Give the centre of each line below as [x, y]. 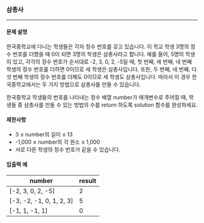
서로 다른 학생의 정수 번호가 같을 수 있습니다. [68, 149]
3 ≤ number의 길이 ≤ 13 [44, 134]
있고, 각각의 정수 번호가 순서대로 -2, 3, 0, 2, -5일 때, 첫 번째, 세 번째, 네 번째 [102, 61]
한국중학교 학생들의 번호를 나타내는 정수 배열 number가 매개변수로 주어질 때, [97, 97]
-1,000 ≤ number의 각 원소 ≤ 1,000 [57, 142]
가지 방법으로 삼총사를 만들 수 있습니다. [94, 84]
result [87, 181]
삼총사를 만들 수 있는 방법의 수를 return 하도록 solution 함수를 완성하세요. [111, 105]
